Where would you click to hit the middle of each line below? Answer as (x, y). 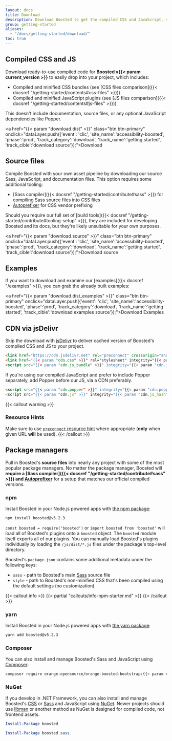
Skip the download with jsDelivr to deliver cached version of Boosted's (80, 341)
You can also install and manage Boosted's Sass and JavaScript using (79, 659)
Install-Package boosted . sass (38, 733)
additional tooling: (24, 184)
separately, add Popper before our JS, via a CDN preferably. (69, 380)
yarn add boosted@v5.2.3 (32, 635)
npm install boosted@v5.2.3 (35, 518)
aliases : (15, 29)
